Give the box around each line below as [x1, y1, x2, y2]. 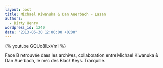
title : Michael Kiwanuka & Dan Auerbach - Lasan [5, 12, 106, 17]
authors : [5, 16, 23, 21]
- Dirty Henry [9, 20, 38, 26]
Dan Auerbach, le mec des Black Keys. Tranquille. [5, 58, 106, 63]
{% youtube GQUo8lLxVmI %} [5, 43, 66, 49]
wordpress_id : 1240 [5, 25, 45, 30]
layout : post [5, 7, 32, 12]
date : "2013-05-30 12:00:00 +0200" [5, 30, 78, 34]
